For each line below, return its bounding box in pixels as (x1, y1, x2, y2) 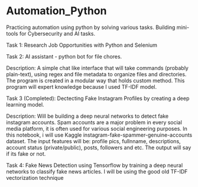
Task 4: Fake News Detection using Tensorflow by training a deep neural (6, 162, 183, 169)
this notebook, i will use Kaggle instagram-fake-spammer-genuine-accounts (6, 131, 193, 138)
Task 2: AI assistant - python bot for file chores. (6, 53, 122, 60)
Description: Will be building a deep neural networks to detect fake (6, 112, 169, 120)
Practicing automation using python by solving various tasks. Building (6, 24, 176, 31)
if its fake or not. (6, 150, 46, 157)
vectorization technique (6, 174, 64, 181)
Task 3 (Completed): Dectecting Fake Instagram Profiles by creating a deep (6, 95, 190, 102)
